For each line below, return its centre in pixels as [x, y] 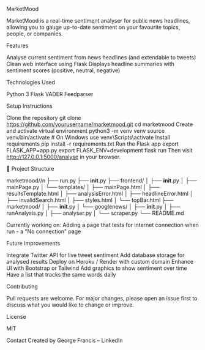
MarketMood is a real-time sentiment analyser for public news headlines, [99, 20]
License [16, 317]
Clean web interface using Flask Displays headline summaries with [90, 64]
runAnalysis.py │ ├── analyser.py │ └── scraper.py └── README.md [95, 213]
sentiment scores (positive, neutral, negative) [63, 70]
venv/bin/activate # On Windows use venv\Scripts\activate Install [88, 137]
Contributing [22, 286]
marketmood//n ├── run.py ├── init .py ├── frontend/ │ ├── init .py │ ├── [102, 181]
